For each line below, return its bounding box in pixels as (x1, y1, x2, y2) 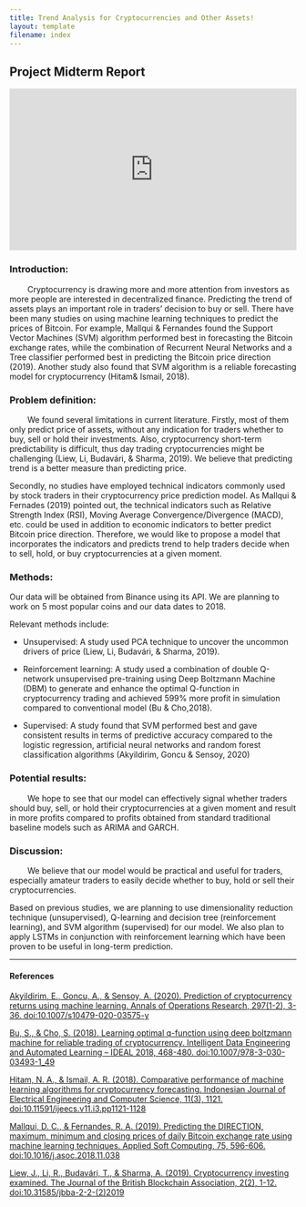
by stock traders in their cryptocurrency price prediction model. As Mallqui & (9, 490, 297, 501)
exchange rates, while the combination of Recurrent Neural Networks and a (9, 342, 293, 353)
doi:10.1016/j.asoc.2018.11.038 (9, 1150, 120, 1161)
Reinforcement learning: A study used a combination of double (22, 664, 259, 675)
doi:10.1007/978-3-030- (195, 1047, 286, 1058)
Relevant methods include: (9, 619, 109, 629)
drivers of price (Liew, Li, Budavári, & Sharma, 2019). (22, 646, 220, 657)
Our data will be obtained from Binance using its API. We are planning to (9, 591, 280, 602)
